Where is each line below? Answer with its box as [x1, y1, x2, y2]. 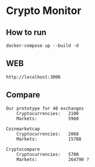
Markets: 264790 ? [16, 156, 90, 162]
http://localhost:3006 [6, 74, 61, 80]
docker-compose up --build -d [6, 43, 79, 48]
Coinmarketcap [6, 126, 41, 132]
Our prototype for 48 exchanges [6, 105, 84, 112]
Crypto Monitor [6, 4, 82, 18]
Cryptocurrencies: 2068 [16, 131, 79, 137]
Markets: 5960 [16, 116, 79, 121]
